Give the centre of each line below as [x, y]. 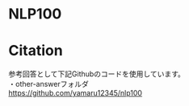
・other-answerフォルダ [48, 84]
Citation [36, 51]
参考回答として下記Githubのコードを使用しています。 [97, 74]
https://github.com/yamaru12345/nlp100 [76, 93]
